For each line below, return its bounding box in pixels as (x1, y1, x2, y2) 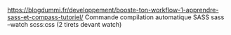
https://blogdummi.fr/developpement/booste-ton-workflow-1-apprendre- (7, 6, 219, 14)
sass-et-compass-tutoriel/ (7, 13, 84, 21)
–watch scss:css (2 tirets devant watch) (7, 21, 122, 28)
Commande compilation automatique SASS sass (84, 13, 225, 21)
